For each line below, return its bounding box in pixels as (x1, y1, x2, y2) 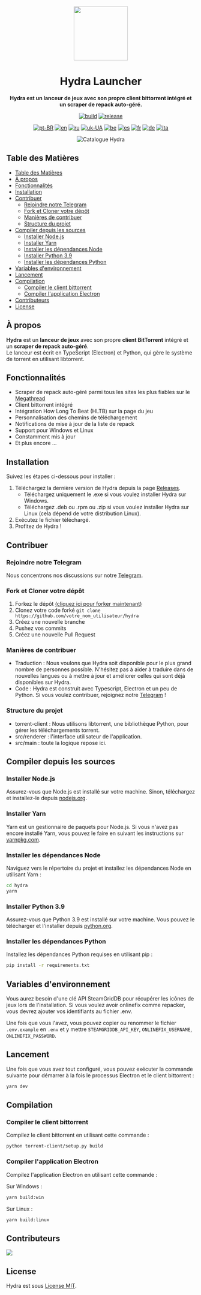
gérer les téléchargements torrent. (14, 726, 100, 734)
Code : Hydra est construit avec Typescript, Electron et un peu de (14, 685, 178, 692)
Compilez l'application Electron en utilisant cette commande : (6, 1171, 158, 1178)
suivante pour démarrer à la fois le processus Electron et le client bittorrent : (6, 1071, 194, 1079)
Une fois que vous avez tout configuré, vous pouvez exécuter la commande (6, 1065, 193, 1072)
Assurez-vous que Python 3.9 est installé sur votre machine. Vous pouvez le (6, 916, 195, 923)
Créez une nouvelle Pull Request (14, 631, 95, 638)
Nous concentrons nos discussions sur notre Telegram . (6, 572, 143, 579)
